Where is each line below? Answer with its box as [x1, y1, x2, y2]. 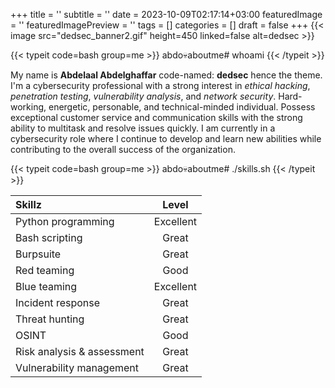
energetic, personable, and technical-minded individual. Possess [48, 101, 316, 113]
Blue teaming [15, 280, 78, 293]
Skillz [15, 198, 42, 211]
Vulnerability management [15, 361, 140, 374]
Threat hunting [15, 312, 85, 326]
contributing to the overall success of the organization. [10, 144, 236, 155]
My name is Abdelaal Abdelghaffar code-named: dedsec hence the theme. [10, 69, 323, 81]
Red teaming [15, 264, 75, 277]
